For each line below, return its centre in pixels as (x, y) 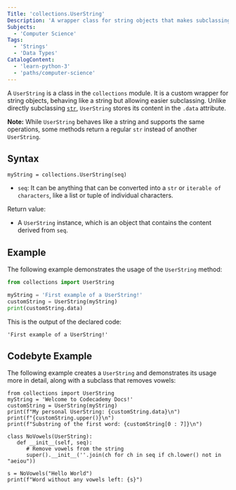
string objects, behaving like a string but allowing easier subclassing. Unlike (117, 100)
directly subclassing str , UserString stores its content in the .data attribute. (117, 108)
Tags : (15, 40)
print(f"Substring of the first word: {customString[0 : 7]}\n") (105, 424)
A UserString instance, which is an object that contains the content (114, 223)
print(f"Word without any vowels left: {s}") (75, 480)
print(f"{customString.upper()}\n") (61, 418)
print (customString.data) (45, 308)
